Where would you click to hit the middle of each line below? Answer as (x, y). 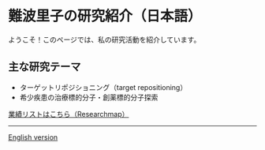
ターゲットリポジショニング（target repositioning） (103, 87)
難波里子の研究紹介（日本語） (105, 16)
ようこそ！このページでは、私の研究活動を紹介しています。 (105, 39)
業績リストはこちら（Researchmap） (69, 114)
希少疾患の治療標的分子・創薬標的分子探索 (89, 97)
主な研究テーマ (45, 67)
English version (33, 137)
